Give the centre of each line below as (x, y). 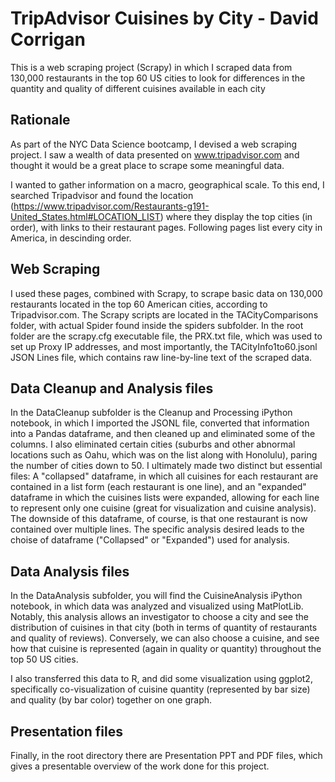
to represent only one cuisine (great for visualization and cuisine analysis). (163, 508)
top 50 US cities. (44, 659)
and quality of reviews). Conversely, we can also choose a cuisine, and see (165, 638)
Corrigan (48, 39)
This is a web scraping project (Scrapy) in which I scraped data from (151, 67)
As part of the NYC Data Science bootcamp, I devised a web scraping (154, 144)
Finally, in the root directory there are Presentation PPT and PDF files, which (166, 755)
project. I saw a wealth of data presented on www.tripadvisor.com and (155, 154)
